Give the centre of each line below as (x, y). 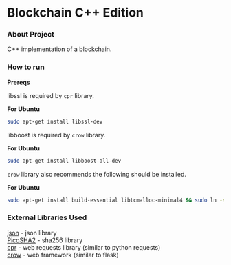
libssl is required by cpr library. (51, 95)
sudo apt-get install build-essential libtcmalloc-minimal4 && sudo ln (112, 200)
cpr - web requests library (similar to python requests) (84, 247)
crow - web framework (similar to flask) (63, 255)
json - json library (32, 233)
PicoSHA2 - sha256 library (45, 240)
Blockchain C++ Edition (76, 13)
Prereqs (19, 82)
